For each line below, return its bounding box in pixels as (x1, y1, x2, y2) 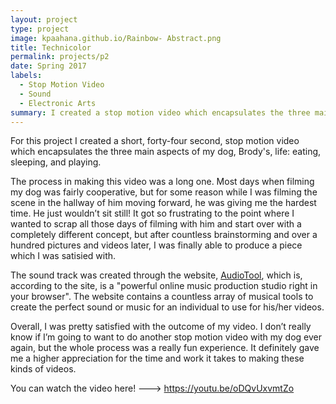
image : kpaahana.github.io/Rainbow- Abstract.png (10, 33, 222, 43)
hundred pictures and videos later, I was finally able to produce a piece (10, 239, 303, 251)
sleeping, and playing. (10, 156, 102, 168)
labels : (10, 71, 43, 81)
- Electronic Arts (19, 98, 97, 108)
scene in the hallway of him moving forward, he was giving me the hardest (10, 197, 317, 209)
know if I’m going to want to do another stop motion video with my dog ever (10, 331, 323, 343)
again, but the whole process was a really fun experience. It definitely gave (10, 342, 320, 354)
